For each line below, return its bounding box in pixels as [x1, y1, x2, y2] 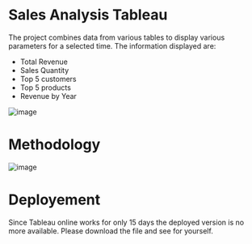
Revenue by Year [19, 91, 77, 101]
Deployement [8, 190, 101, 209]
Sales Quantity [19, 65, 69, 75]
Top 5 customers [19, 74, 77, 83]
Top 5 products [19, 83, 71, 92]
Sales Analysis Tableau [8, 6, 168, 24]
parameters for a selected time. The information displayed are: [8, 41, 216, 50]
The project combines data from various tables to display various [8, 32, 225, 42]
